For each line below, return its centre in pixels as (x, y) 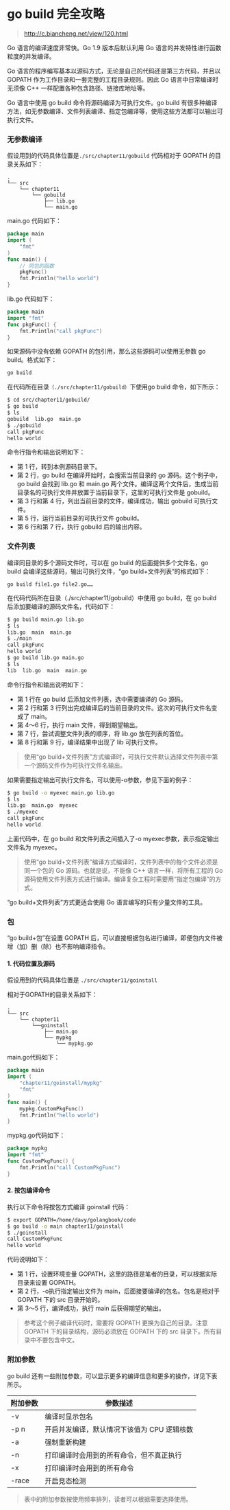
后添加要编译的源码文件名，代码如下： (61, 606)
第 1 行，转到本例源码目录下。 (59, 467)
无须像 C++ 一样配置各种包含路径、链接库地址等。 (78, 88)
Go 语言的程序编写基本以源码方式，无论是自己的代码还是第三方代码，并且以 (114, 71)
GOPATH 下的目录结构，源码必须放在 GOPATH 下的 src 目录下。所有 (120, 1331)
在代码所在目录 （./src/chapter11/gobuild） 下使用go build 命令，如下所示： (114, 387)
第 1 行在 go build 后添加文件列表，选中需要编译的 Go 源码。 (102, 699)
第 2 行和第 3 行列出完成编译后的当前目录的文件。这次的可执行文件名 (114, 707)
